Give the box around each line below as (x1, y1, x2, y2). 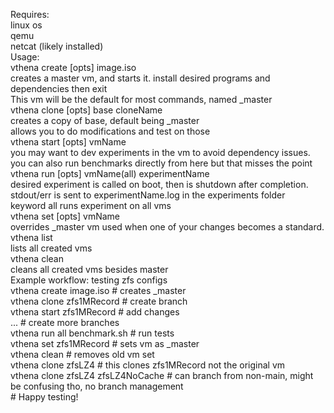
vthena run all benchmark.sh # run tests (10, 327, 175, 339)
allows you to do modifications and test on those (10, 125, 211, 137)
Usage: (10, 51, 40, 63)
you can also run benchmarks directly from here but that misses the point (10, 157, 313, 169)
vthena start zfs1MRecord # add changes (10, 306, 180, 318)
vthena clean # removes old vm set (10, 349, 155, 360)
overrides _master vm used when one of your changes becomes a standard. (10, 221, 325, 233)
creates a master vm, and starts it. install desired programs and (10, 72, 271, 84)
